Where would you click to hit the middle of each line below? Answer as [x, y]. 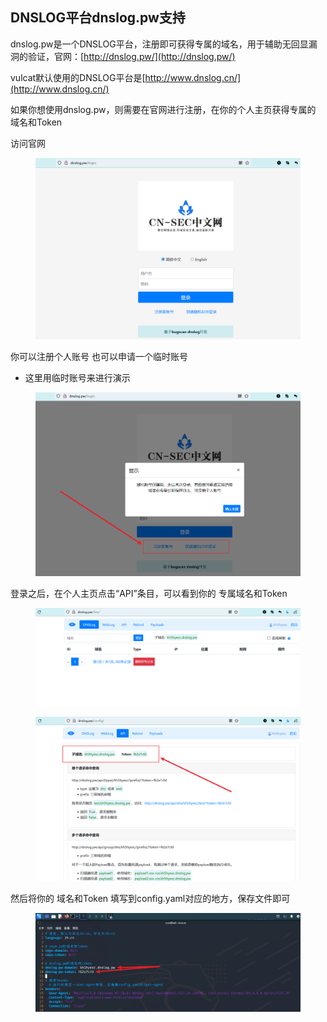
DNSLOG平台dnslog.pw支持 [98, 18]
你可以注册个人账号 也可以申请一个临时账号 [99, 357]
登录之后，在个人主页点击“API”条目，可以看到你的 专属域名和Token [149, 593]
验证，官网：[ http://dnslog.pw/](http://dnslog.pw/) [131, 56]
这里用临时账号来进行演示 [77, 378]
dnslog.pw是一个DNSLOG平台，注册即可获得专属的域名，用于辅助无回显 [159, 44]
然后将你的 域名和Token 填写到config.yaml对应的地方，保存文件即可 [150, 899]
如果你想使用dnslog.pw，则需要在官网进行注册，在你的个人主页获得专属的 [163, 109]
